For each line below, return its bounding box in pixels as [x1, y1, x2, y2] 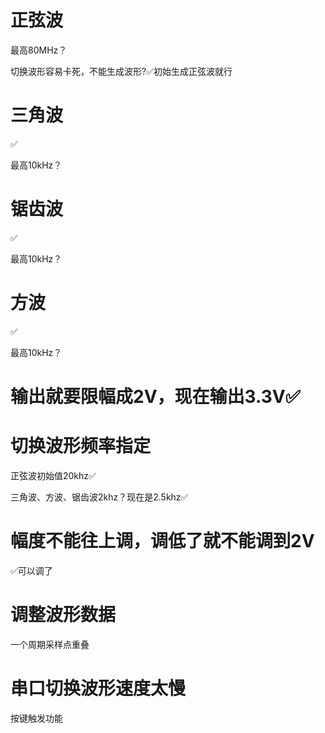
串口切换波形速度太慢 [10, 677, 187, 700]
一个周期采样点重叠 [10, 638, 90, 650]
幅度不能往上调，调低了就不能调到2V [10, 530, 315, 553]
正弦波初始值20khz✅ [10, 469, 97, 481]
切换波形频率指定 [10, 435, 152, 458]
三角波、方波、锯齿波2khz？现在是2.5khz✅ [10, 491, 189, 503]
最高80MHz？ [10, 44, 68, 56]
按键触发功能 [10, 712, 63, 724]
